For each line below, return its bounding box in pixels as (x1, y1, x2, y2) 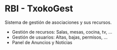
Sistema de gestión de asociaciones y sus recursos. (4, 19, 112, 25)
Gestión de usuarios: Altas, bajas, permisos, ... (11, 34, 108, 40)
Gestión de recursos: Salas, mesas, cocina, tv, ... (11, 29, 112, 35)
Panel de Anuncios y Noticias (11, 39, 72, 45)
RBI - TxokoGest (4, 3, 73, 14)
